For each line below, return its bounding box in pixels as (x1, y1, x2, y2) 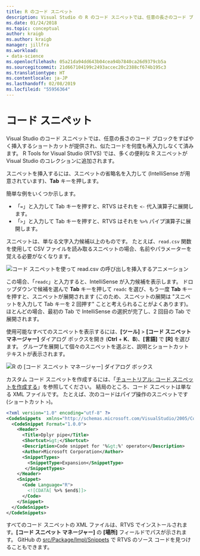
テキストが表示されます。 (6, 350, 68, 357)
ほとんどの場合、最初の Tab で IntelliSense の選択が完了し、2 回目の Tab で (6, 308, 192, 315)
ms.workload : (6, 48, 39, 54)
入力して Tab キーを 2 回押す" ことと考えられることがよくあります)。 (21, 300, 192, 307)
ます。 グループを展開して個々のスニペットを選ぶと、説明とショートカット (6, 342, 189, 350)
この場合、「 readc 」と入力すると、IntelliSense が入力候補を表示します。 (6, 278, 182, 285)
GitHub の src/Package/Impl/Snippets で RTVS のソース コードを (17, 536, 176, 543)
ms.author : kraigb (6, 36, 52, 42)
